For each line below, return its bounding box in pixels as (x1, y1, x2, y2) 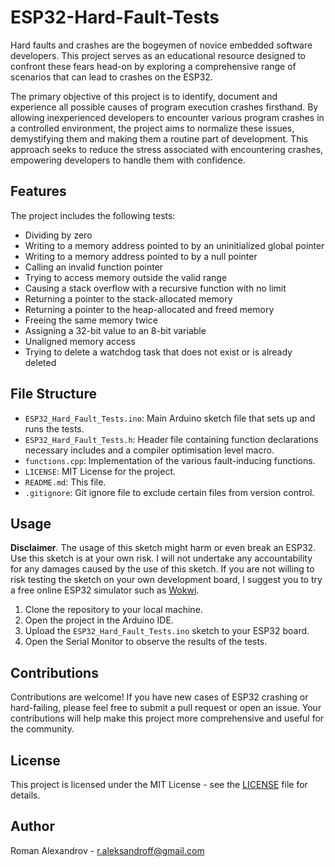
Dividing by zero (24, 229, 93, 241)
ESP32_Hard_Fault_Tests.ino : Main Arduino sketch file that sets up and (24, 412, 316, 424)
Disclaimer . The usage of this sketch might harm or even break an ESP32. (10, 542, 317, 554)
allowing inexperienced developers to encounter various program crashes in (10, 111, 325, 123)
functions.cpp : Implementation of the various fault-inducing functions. (24, 454, 316, 466)
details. (10, 789, 41, 801)
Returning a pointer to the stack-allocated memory (24, 292, 233, 305)
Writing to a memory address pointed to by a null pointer (24, 250, 258, 262)
